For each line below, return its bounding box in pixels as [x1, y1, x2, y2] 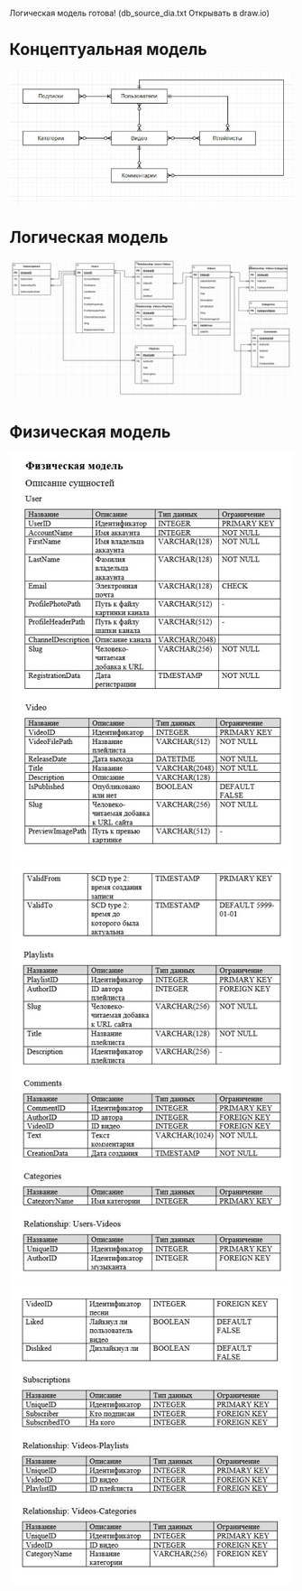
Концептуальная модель [9, 40, 207, 60]
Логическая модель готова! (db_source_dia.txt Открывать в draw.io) [9, 8, 270, 18]
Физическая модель [9, 422, 171, 442]
